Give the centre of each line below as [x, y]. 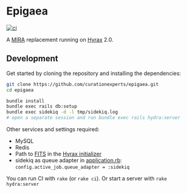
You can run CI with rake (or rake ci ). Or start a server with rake [87, 178]
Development [32, 59]
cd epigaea [20, 90]
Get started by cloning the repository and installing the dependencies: [93, 73]
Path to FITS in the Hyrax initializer [58, 154]
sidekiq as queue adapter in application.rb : [69, 160]
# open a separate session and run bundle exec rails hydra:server [93, 118]
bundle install [25, 101]
